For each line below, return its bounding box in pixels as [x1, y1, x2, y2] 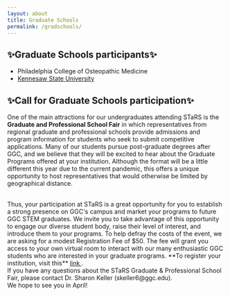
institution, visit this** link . [7, 259, 84, 267]
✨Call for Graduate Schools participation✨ [7, 94, 195, 106]
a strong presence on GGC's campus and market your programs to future [7, 207, 217, 216]
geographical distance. [7, 180, 73, 187]
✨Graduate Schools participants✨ [7, 49, 157, 60]
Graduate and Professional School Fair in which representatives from [7, 121, 207, 128]
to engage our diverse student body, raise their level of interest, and [7, 223, 201, 230]
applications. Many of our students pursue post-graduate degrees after [7, 143, 211, 150]
